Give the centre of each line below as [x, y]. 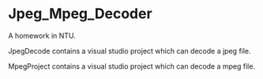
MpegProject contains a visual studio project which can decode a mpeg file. [131, 66]
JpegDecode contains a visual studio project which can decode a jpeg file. [130, 51]
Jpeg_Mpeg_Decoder [80, 14]
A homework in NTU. [42, 36]
